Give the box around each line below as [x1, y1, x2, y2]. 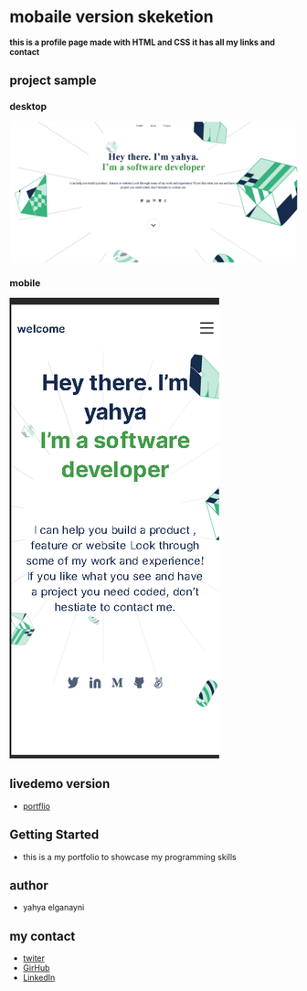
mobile [9, 276, 41, 289]
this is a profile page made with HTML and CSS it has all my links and [9, 37, 276, 48]
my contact [9, 928, 76, 943]
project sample [9, 73, 97, 89]
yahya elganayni [22, 902, 85, 913]
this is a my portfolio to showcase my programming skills [22, 851, 237, 862]
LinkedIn [22, 972, 56, 984]
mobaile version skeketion [9, 6, 214, 27]
